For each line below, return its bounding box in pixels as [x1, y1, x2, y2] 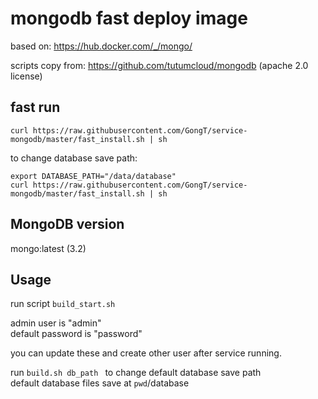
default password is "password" [10, 328, 143, 340]
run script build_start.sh [10, 298, 116, 310]
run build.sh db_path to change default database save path [10, 367, 262, 379]
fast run [10, 99, 61, 116]
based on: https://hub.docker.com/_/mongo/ [10, 40, 193, 52]
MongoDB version [10, 216, 125, 233]
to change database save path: [10, 152, 138, 164]
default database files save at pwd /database [10, 377, 190, 389]
